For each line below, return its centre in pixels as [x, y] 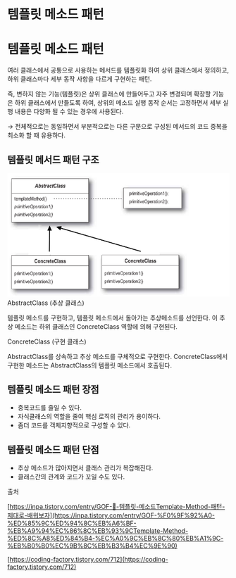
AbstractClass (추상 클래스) [46, 303]
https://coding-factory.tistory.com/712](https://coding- [89, 560]
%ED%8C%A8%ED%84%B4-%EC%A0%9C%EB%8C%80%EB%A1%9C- [116, 539]
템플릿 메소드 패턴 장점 [54, 390]
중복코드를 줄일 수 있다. [50, 408]
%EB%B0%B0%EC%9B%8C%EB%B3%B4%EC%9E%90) [92, 546]
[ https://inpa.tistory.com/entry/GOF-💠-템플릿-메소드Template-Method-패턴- [116, 507]
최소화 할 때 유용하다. [36, 135]
